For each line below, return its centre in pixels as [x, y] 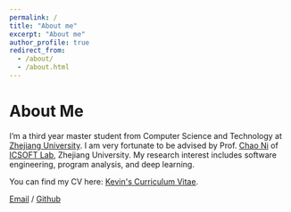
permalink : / [33, 17]
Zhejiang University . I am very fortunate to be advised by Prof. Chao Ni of [144, 145]
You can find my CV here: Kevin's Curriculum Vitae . [104, 181]
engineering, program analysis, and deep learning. [102, 164]
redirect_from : [37, 51]
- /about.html [43, 68]
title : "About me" [43, 26]
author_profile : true [50, 42]
